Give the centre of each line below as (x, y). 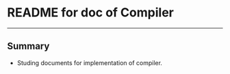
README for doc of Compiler (91, 13)
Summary (28, 46)
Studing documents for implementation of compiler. (90, 62)
